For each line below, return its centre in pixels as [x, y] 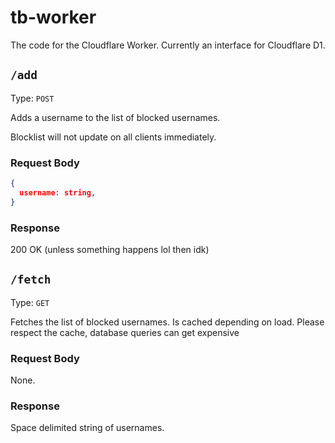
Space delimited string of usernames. [87, 428]
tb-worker [53, 17]
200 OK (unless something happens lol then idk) [110, 249]
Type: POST [32, 98]
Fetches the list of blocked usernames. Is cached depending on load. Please [167, 322]
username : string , [58, 192]
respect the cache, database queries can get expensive [125, 332]
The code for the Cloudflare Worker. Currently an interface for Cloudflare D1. [168, 45]
